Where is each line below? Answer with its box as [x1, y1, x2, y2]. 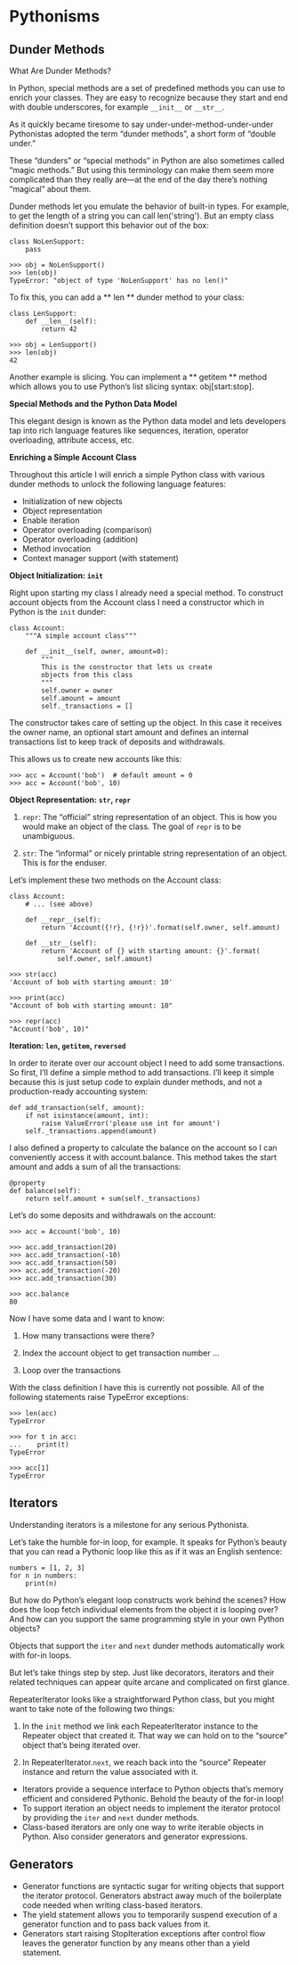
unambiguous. [21, 831, 76, 841]
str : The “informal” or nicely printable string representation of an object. [21, 848, 287, 858]
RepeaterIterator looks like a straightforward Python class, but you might [9, 1694, 275, 1704]
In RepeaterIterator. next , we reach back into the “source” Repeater [21, 1756, 267, 1768]
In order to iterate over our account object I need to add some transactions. [9, 1057, 286, 1068]
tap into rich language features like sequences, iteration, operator [9, 426, 249, 435]
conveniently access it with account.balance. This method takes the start [9, 1152, 278, 1162]
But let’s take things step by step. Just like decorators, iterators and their [9, 1667, 275, 1678]
